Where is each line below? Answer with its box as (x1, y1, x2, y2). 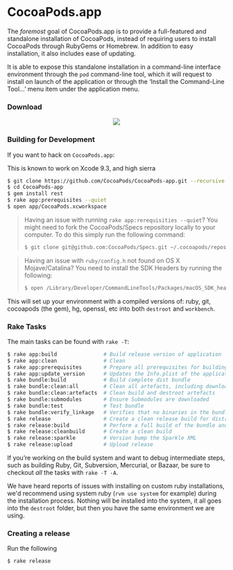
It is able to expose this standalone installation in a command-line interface (7, 62, 221, 71)
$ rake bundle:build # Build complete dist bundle (7, 377, 191, 383)
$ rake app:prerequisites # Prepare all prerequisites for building (7, 363, 228, 371)
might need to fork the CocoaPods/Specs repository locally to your (24, 223, 216, 231)
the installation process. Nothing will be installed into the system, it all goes (7, 496, 222, 505)
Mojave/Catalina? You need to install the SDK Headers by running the (24, 264, 223, 272)
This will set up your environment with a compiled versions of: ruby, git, (7, 297, 212, 305)
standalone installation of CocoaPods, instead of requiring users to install (7, 34, 216, 42)
